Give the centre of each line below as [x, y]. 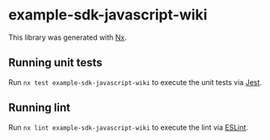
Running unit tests [55, 63]
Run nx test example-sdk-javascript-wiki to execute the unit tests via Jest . [135, 82]
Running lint [40, 108]
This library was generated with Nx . [67, 37]
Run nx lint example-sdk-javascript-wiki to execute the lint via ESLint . [129, 127]
